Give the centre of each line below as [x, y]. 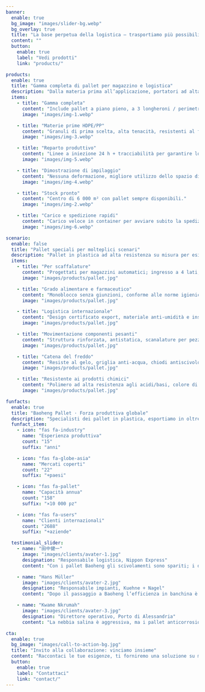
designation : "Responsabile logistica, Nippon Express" [95, 560]
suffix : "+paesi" [44, 476]
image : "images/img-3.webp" [58, 137]
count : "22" [37, 470]
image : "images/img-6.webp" [58, 227]
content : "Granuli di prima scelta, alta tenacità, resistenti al [108, 131]
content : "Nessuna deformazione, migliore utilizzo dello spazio [107, 176]
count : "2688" [40, 526]
